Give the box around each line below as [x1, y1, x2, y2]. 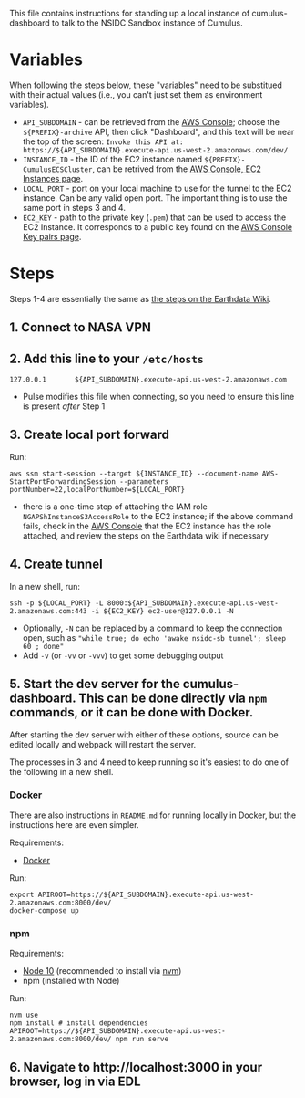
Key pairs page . [22, 231, 82, 242]
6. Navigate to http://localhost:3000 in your [9, 1059, 262, 1075]
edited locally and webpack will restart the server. [9, 738, 197, 749]
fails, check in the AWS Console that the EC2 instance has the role [22, 520, 271, 531]
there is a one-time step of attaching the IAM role [22, 501, 208, 512]
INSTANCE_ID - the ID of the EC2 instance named [22, 153, 203, 164]
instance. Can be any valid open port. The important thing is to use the [22, 192, 288, 204]
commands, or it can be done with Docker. [9, 705, 254, 720]
